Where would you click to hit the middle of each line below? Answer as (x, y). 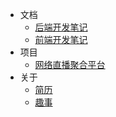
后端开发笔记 (61, 27)
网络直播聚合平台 (70, 64)
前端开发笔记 (61, 39)
